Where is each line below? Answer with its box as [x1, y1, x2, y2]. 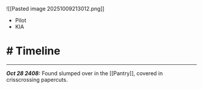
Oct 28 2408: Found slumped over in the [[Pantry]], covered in [6, 69, 163, 77]
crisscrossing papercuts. [6, 76, 68, 83]
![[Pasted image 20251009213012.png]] [6, 5, 105, 12]
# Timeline [6, 44, 60, 58]
